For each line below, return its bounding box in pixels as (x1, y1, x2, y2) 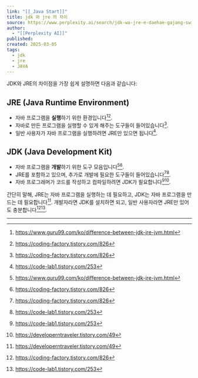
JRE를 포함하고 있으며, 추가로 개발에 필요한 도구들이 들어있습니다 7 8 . (15, 170, 171, 178)
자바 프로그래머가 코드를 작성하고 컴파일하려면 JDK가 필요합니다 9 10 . (15, 178, 171, 185)
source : (6, 19, 26, 25)
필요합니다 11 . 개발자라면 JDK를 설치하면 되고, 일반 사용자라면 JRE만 (24, 198, 179, 206)
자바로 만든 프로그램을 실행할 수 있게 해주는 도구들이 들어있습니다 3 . (15, 121, 169, 129)
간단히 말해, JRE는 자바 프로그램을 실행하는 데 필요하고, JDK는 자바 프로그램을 (6, 190, 186, 198)
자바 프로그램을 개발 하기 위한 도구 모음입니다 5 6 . (15, 162, 125, 170)
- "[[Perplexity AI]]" (12, 31, 68, 36)
